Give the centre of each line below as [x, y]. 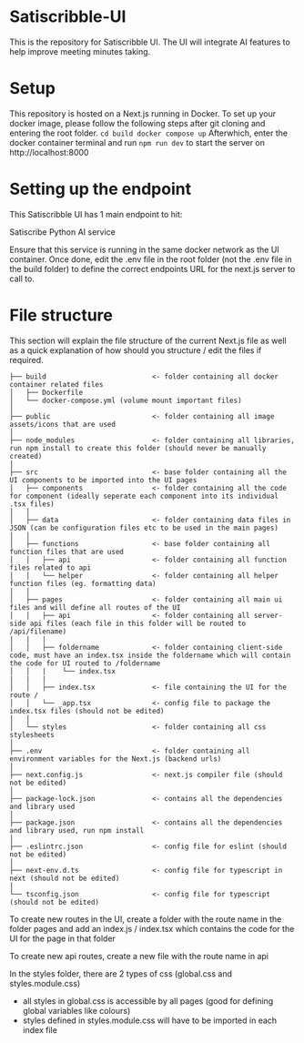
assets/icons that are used [63, 424]
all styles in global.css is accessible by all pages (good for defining [148, 1001]
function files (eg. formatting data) [83, 583]
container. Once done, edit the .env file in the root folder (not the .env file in [151, 259]
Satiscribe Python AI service [62, 232]
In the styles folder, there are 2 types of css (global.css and [121, 973]
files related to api [51, 567]
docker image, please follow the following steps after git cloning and [137, 123]
